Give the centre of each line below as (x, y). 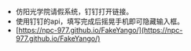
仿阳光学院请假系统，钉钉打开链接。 (74, 11)
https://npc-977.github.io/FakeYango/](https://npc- (101, 30)
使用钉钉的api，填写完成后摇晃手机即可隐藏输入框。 (100, 21)
